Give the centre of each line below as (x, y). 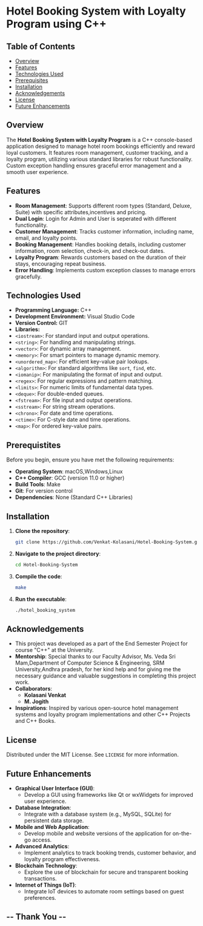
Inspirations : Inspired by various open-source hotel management (97, 708)
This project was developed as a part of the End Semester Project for (101, 643)
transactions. (40, 878)
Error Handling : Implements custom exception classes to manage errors (105, 270)
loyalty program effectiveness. (62, 859)
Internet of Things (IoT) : (46, 885)
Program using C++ (57, 24)
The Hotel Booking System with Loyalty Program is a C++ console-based (99, 139)
